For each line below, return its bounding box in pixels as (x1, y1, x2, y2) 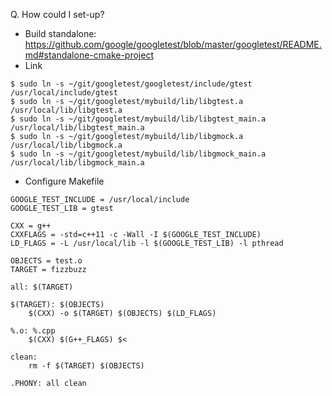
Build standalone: (24, 28, 97, 39)
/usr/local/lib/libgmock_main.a (10, 158, 145, 168)
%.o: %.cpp (10, 326, 56, 336)
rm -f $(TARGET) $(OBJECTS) (28, 361, 145, 371)
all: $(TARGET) (10, 282, 74, 292)
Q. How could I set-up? (10, 9, 105, 20)
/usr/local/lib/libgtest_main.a (10, 123, 145, 133)
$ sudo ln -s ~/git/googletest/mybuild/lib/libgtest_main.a (10, 114, 267, 124)
